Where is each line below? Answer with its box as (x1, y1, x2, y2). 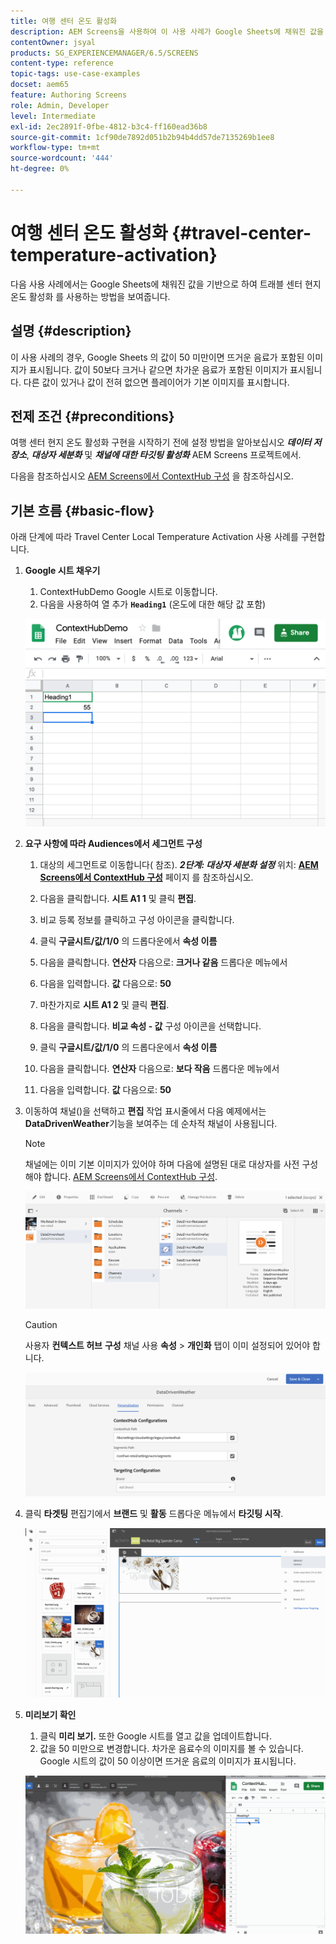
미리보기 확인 (24, 1708, 77, 1720)
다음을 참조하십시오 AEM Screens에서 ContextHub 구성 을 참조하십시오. (10, 470, 294, 482)
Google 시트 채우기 (24, 565, 101, 577)
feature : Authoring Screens (10, 90, 128, 100)
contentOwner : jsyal (10, 37, 97, 47)
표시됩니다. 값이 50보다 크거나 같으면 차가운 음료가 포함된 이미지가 (28, 363, 288, 375)
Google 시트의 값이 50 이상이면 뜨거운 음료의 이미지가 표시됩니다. (39, 1755, 297, 1767)
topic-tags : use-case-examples (10, 69, 141, 79)
